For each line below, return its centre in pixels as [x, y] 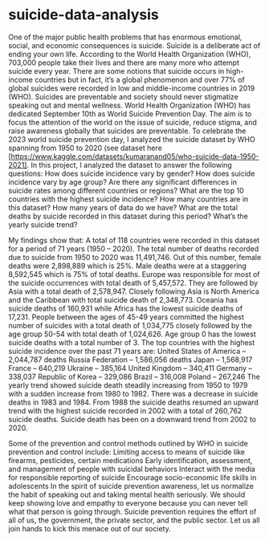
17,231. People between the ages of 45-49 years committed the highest [126, 317]
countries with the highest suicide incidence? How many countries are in [128, 199]
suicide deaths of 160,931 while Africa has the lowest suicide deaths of [126, 308]
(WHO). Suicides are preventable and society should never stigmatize [124, 96]
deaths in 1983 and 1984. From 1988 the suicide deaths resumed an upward [133, 402]
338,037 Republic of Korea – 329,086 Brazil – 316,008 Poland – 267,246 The [134, 376]
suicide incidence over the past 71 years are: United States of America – [127, 351]
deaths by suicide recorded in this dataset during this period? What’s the [128, 216]
